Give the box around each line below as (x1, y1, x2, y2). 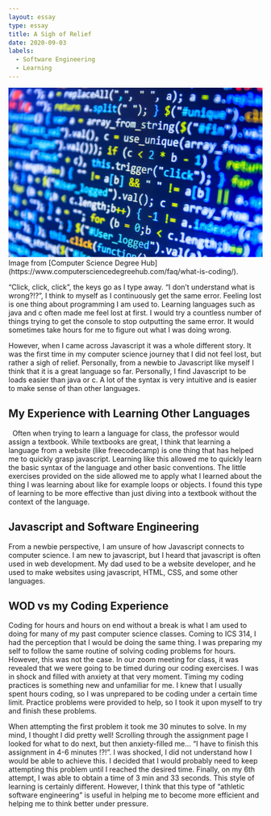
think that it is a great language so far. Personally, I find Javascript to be (8, 367, 247, 377)
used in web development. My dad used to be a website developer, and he (8, 559, 256, 568)
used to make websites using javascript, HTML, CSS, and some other (8, 567, 238, 577)
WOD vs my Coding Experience (8, 599, 169, 613)
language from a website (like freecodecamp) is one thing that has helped (8, 445, 254, 455)
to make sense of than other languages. (8, 384, 141, 393)
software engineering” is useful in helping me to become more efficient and (8, 790, 260, 800)
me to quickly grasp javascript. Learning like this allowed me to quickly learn (8, 454, 262, 464)
